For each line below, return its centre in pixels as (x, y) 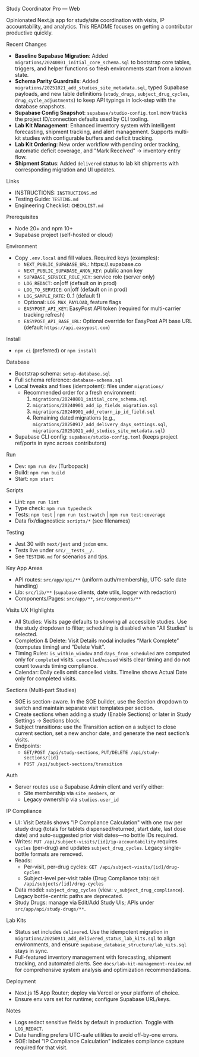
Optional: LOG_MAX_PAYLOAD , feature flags (72, 302)
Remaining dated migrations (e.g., (74, 418)
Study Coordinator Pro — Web (43, 9)
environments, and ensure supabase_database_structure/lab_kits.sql (101, 945)
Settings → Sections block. (48, 720)
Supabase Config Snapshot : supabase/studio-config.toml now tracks (101, 113)
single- (173, 848)
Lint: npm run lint (37, 502)
